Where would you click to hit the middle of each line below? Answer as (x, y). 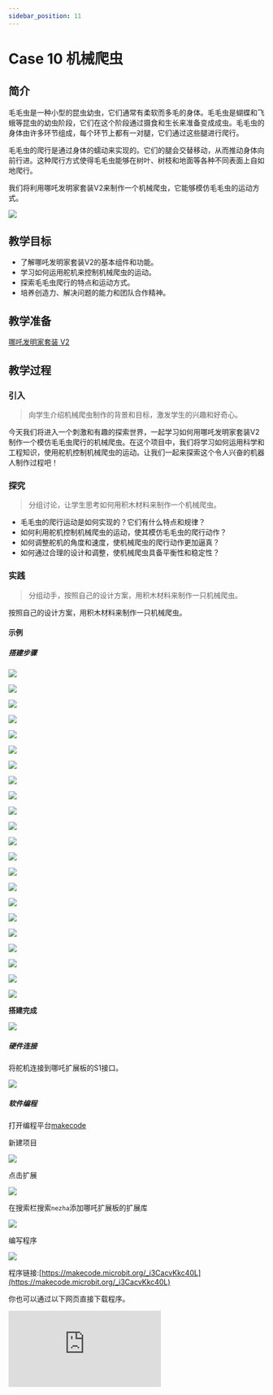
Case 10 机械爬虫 (66, 59)
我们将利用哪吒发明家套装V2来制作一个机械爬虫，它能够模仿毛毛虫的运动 (131, 187)
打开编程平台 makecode (48, 1126)
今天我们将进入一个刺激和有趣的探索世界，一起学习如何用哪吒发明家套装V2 (134, 431)
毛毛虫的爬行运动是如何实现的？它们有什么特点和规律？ (113, 523)
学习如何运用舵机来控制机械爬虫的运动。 (88, 273)
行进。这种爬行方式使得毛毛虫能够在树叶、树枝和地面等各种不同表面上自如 (140, 160)
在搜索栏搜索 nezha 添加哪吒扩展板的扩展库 (78, 1208)
